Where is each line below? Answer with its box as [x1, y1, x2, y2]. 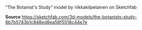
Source [5, 14, 21, 19]
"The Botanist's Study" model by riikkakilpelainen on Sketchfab [5, 4, 137, 10]
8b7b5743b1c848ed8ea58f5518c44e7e [5, 19, 87, 25]
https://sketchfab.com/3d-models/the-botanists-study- [22, 14, 137, 19]
